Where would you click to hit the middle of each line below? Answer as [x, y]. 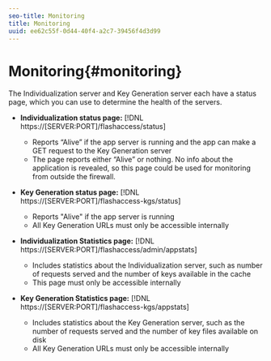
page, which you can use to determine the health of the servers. [115, 102]
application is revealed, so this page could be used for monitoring [141, 168]
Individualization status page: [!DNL [82, 118]
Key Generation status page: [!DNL [80, 192]
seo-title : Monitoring [47, 16]
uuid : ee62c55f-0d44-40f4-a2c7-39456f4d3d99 [85, 31]
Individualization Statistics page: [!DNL [87, 241]
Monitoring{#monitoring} [95, 71]
